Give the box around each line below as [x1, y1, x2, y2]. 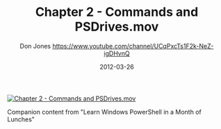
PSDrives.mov [74, 19, 159, 35]
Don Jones [19, 42, 51, 50]
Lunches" [7, 115, 35, 123]
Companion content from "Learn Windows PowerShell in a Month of [7, 108, 202, 116]
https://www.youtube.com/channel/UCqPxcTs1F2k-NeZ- [51, 42, 214, 50]
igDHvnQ [104, 49, 130, 58]
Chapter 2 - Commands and [35, 4, 199, 20]
